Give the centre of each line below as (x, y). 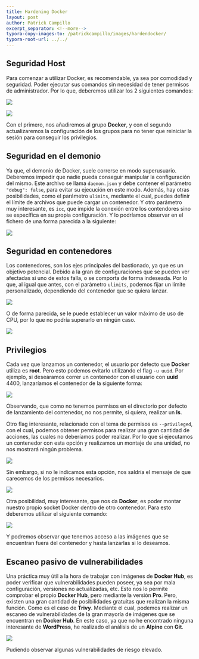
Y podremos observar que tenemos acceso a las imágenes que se (87, 537)
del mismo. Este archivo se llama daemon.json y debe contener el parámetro (99, 183)
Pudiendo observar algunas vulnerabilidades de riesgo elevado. (84, 650)
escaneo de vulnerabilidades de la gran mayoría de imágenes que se (91, 614)
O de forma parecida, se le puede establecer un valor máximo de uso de (95, 313)
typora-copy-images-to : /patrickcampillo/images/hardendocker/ (86, 34)
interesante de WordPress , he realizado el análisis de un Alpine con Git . (95, 627)
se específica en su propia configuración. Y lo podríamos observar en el (95, 215)
